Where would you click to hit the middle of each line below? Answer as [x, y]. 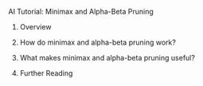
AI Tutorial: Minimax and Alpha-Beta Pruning [81, 12]
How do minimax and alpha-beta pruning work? [98, 42]
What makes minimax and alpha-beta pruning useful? [107, 58]
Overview [35, 27]
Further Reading [46, 73]
